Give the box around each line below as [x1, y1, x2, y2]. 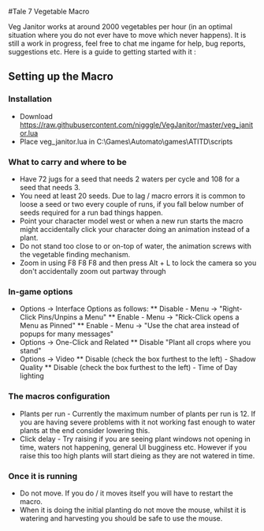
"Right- [219, 304, 243, 314]
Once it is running [8, 470, 77, 481]
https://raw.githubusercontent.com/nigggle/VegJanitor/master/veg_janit [19, 120, 254, 129]
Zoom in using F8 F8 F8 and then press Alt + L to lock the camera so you [19, 258, 257, 267]
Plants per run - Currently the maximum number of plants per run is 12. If [19, 409, 256, 418]
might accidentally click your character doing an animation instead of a [19, 224, 251, 234]
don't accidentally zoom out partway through [19, 266, 167, 275]
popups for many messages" [19, 329, 114, 338]
